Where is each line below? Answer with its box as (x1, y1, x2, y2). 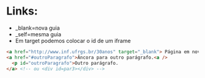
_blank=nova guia (15, 24, 60, 31)
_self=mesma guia (15, 30, 62, 37)
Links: (6, 4, 38, 18)
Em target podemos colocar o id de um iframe (15, 37, 131, 44)
